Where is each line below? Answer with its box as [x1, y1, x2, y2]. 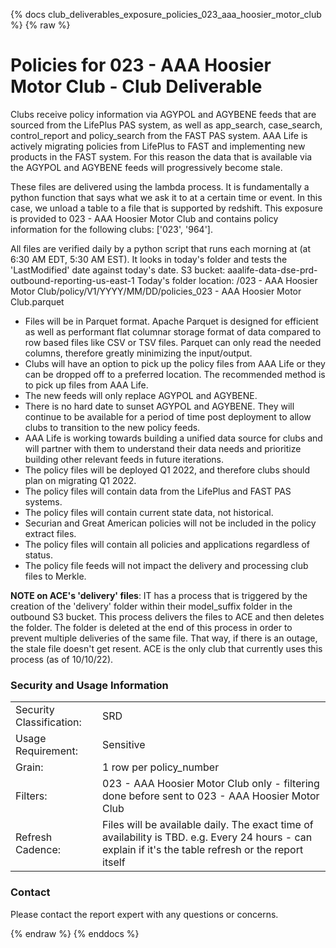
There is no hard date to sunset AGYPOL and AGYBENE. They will [24, 400, 295, 412]
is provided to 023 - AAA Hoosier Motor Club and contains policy [10, 212, 279, 224]
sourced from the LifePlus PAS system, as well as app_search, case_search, [10, 119, 323, 131]
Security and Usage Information [10, 678, 169, 692]
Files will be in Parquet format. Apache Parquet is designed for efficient [24, 315, 319, 327]
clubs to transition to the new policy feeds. [24, 421, 201, 433]
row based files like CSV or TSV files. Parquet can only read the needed [24, 336, 322, 348]
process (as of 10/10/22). [10, 653, 114, 665]
